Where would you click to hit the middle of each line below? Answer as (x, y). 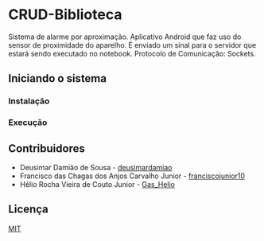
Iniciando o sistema (58, 78)
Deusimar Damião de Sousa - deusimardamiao (96, 167)
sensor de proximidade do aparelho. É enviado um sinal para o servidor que (132, 45)
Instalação (29, 101)
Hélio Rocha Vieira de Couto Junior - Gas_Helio (97, 184)
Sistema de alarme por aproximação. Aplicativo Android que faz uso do (125, 37)
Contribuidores (47, 148)
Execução (28, 122)
